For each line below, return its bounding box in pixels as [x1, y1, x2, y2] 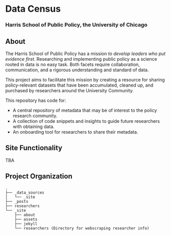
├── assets [14, 217, 38, 222]
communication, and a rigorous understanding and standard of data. [5, 67, 149, 73]
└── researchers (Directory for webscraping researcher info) [14, 225, 150, 231]
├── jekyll [14, 221, 38, 226]
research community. [12, 113, 58, 119]
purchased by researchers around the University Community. [5, 87, 134, 93]
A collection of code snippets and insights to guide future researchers [12, 118, 160, 124]
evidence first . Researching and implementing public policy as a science [5, 56, 157, 62]
